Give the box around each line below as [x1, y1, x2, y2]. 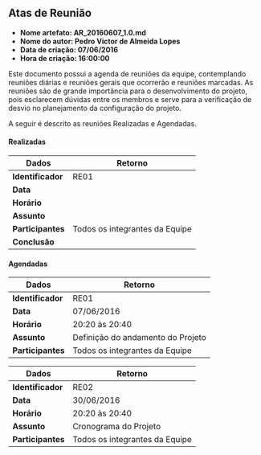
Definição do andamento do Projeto [71, 332, 206, 343]
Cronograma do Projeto [71, 421, 161, 432]
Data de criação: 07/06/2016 [19, 44, 119, 55]
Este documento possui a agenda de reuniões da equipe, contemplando [8, 68, 247, 79]
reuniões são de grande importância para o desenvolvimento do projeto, [8, 86, 247, 96]
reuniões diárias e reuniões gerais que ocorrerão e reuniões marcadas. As [8, 77, 254, 87]
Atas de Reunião [8, 6, 92, 20]
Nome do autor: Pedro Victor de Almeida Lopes [19, 36, 181, 46]
